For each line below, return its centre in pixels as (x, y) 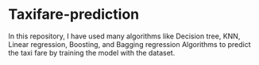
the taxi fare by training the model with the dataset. (92, 52)
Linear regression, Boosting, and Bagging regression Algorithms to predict (130, 44)
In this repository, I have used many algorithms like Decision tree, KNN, (124, 36)
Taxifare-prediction (74, 14)
